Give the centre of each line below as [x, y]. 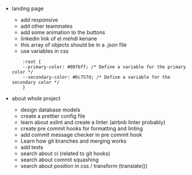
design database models [50, 110]
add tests [32, 147]
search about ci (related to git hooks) [65, 153]
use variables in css [44, 51]
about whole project [36, 98]
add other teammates [47, 26]
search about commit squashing [59, 160]
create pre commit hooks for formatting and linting [82, 128]
